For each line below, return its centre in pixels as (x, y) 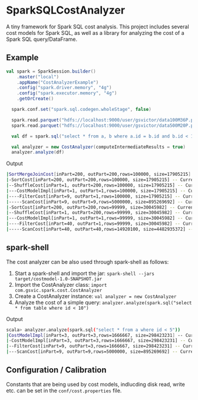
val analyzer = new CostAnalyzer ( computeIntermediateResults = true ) (98, 147)
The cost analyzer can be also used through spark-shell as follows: (88, 262)
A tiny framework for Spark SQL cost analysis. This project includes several (98, 27)
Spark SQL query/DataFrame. (42, 39)
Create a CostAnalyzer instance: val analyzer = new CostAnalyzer (95, 296)
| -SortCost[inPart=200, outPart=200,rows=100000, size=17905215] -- (92, 180)
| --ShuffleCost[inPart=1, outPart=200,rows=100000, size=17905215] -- (95, 185)
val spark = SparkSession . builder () (51, 71)
